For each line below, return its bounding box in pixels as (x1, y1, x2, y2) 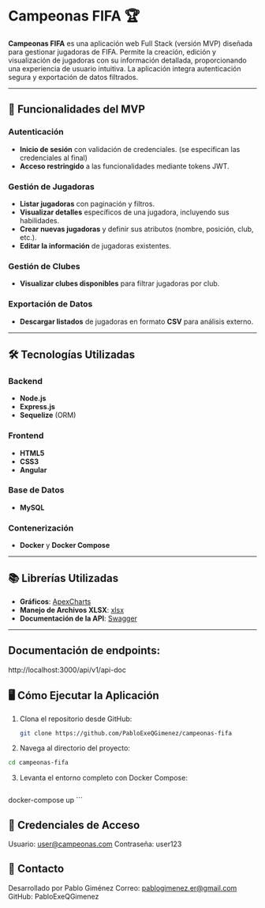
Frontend (8, 430, 44, 441)
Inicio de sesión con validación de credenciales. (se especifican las (19, 144, 241, 154)
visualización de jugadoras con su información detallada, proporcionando (8, 55, 247, 65)
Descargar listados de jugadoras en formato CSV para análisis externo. (19, 317, 254, 326)
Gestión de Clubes (8, 260, 80, 272)
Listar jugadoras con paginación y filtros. (19, 199, 155, 208)
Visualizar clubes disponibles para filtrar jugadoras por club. (19, 279, 220, 288)
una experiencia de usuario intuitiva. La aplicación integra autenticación (8, 63, 241, 73)
